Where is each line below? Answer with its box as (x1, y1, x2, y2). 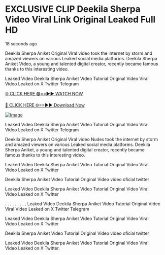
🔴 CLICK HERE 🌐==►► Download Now (5, 102, 85, 108)
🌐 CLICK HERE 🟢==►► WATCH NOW (5, 90, 83, 97)
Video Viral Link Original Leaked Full (5, 14, 156, 25)
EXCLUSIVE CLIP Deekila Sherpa (5, 3, 141, 15)
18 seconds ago (5, 40, 37, 46)
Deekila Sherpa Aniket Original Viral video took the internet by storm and (5, 50, 153, 56)
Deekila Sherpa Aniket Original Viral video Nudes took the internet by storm (5, 136, 158, 142)
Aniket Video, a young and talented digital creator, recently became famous (5, 61, 159, 67)
